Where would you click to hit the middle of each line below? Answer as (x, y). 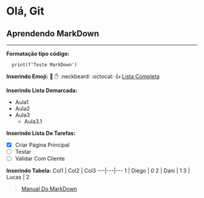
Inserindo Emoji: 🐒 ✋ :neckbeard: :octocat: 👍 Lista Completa (83, 76)
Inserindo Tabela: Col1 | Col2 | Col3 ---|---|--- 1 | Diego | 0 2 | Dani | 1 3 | (98, 171)
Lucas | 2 (18, 177)
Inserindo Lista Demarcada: (42, 90)
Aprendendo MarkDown (53, 34)
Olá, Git (25, 11)
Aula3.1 (33, 121)
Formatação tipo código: (38, 54)
